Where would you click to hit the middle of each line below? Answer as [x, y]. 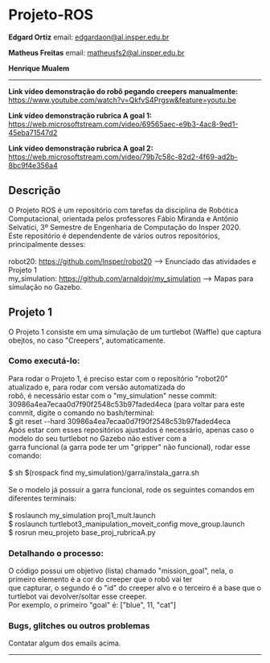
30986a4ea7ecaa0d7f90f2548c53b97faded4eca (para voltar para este [127, 404]
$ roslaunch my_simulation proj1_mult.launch [82, 515]
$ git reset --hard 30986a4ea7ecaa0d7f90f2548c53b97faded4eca [119, 421]
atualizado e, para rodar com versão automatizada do [97, 387]
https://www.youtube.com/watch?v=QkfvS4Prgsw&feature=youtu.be [123, 100]
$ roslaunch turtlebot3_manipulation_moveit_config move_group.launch [127, 524]
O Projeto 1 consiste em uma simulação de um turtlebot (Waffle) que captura [135, 331]
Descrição [35, 191]
